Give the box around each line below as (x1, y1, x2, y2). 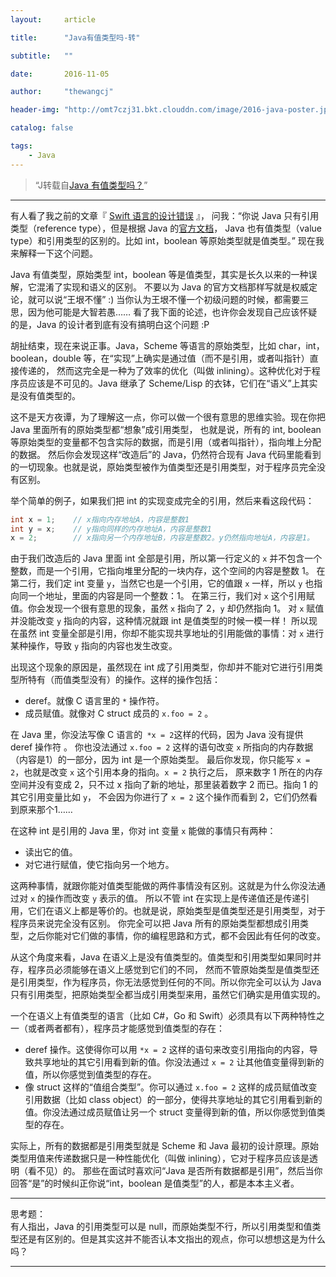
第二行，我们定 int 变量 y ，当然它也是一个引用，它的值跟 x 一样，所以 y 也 (10, 577, 315, 590)
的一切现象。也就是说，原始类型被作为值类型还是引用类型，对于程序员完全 (10, 461, 317, 473)
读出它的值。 (24, 846, 78, 858)
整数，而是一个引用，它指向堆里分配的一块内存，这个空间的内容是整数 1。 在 (10, 565, 326, 577)
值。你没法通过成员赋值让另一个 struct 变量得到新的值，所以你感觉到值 (24, 1106, 317, 1118)
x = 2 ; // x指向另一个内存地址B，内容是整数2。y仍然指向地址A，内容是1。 (10, 533, 315, 543)
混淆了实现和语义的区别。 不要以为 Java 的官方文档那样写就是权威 (36, 281, 310, 293)
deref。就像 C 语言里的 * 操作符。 (24, 695, 165, 707)
